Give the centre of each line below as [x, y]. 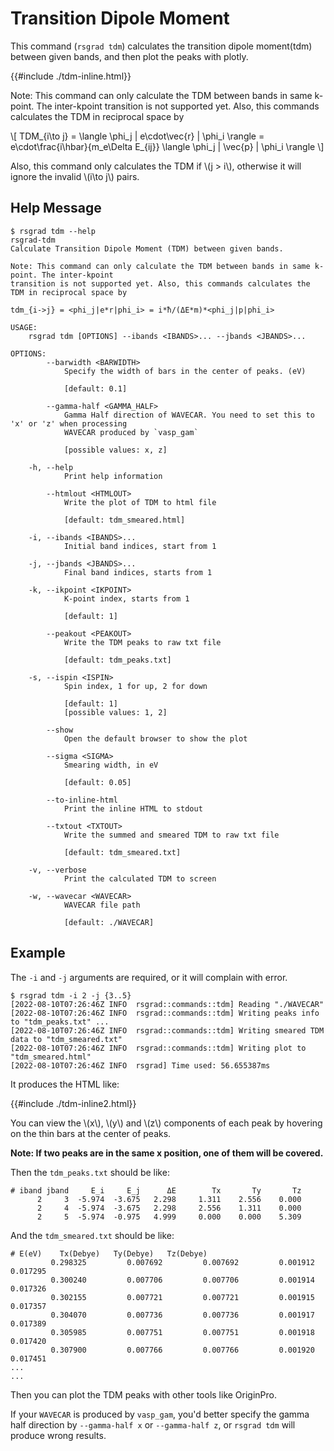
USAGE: [24, 327]
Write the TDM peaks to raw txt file [142, 642]
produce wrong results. [58, 1435]
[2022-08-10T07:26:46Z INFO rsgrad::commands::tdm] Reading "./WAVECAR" [167, 1004]
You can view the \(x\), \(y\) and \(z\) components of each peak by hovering [166, 1123]
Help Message [56, 208]
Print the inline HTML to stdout [133, 808]
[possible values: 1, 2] [115, 712]
